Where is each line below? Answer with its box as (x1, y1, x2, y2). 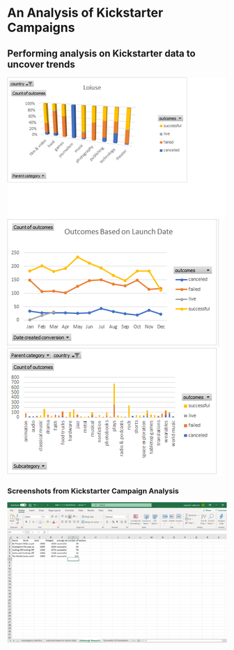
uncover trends (7, 58, 75, 70)
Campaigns (7, 20, 75, 36)
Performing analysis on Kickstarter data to (7, 47, 196, 59)
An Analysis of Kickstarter (7, 5, 164, 21)
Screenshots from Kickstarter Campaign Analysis (7, 486, 179, 496)
